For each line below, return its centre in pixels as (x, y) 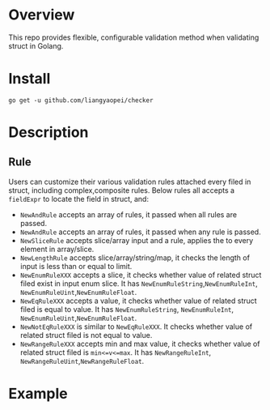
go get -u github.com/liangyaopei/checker (81, 100)
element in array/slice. (57, 249)
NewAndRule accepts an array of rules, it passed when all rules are (128, 214)
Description (49, 132)
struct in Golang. (36, 45)
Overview (42, 15)
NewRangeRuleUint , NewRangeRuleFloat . (82, 361)
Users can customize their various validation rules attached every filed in (130, 182)
